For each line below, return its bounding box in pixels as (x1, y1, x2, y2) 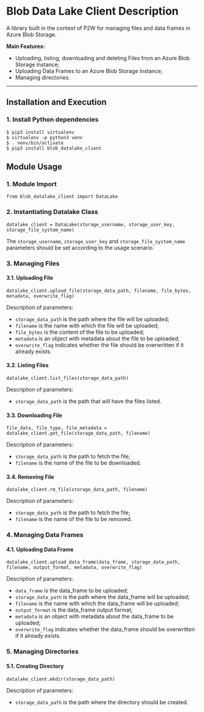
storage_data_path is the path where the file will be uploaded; (15, 315, 169, 323)
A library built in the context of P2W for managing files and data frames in (6, 24, 191, 32)
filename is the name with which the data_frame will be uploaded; (15, 600, 180, 607)
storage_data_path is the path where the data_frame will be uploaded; (15, 593, 190, 601)
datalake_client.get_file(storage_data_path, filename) (6, 430, 151, 437)
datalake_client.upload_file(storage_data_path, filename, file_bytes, (6, 288, 191, 294)
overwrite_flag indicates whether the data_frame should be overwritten (15, 626, 195, 633)
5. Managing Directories (6, 648, 79, 656)
